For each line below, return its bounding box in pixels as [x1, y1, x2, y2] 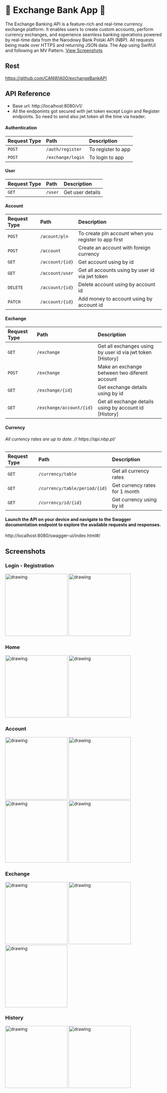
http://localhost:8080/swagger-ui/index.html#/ [5, 533, 101, 539]
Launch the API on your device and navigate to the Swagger [5, 516, 131, 522]
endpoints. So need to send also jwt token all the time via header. [12, 113, 146, 119]
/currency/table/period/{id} [38, 486, 107, 491]
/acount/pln [40, 234, 69, 240]
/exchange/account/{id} [37, 405, 93, 410]
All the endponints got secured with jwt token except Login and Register [12, 108, 160, 114]
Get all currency [111, 468, 150, 475]
